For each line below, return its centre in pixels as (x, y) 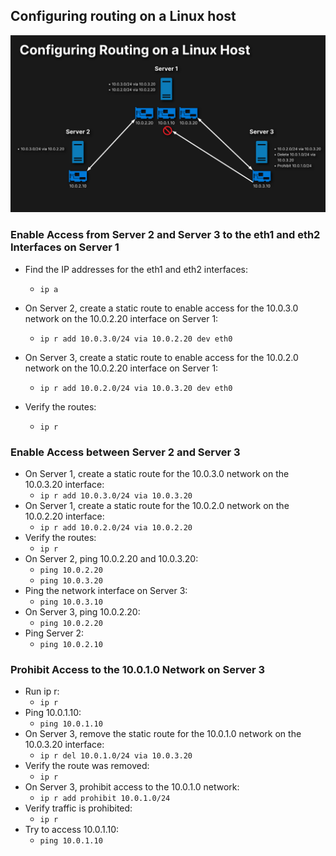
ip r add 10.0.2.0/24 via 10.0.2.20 (116, 527)
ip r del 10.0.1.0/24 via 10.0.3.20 (116, 756)
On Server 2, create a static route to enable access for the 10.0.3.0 (161, 308)
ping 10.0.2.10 (71, 644)
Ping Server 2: (54, 633)
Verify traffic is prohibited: (78, 808)
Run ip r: (42, 691)
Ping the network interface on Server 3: (106, 590)
